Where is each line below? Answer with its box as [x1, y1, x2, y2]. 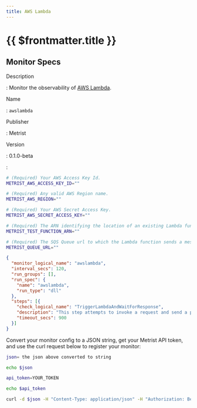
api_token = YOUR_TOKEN [6, 375, 59, 381]
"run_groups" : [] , [11, 271, 57, 277]
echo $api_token [6, 386, 46, 392]
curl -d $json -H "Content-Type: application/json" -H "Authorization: [6, 396, 185, 402]
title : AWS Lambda [6, 8, 51, 15]
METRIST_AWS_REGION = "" [6, 196, 62, 202]
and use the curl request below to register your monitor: [6, 342, 141, 349]
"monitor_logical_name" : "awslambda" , [11, 260, 107, 267]
